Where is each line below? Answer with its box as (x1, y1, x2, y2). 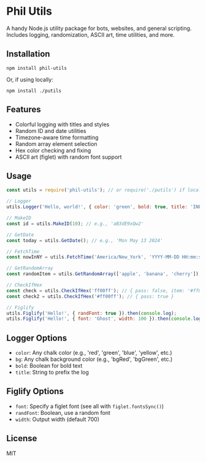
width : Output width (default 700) (15, 415, 100, 423)
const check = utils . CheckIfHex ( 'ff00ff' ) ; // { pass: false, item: (6, 287, 185, 293)
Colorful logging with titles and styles (15, 121, 110, 128)
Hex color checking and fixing (15, 146, 91, 154)
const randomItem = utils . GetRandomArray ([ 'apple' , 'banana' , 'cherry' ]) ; (6, 271, 202, 277)
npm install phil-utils (6, 65, 67, 71)
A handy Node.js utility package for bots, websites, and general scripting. (6, 25, 192, 32)
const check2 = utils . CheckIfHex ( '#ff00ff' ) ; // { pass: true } (6, 293, 174, 300)
